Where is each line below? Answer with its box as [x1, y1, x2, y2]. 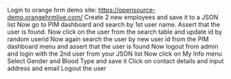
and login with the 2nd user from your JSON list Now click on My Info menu [7, 49, 223, 58]
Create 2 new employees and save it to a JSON [84, 13, 219, 21]
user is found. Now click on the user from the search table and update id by [7, 27, 223, 36]
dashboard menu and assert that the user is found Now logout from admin [7, 43, 219, 50]
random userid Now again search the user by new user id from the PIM [7, 35, 210, 43]
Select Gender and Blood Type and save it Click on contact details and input [7, 57, 224, 65]
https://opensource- [98, 6, 156, 14]
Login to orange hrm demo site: [7, 6, 97, 14]
